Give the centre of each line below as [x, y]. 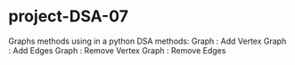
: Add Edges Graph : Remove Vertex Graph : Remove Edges [117, 50]
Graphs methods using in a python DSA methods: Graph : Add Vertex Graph [147, 41]
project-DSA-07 [68, 16]
